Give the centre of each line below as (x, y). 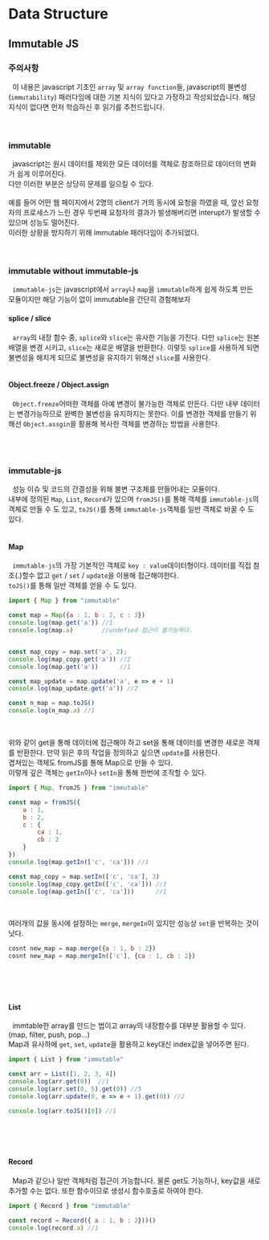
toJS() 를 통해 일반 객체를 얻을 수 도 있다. (72, 585)
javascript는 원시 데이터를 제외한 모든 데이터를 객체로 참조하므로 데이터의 (127, 164)
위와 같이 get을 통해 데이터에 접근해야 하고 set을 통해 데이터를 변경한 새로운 (127, 742)
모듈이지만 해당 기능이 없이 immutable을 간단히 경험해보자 (100, 300)
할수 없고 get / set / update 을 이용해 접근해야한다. (100, 576)
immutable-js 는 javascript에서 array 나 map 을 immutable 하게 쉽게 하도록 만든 (132, 289)
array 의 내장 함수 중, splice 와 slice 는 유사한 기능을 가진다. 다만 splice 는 (128, 337)
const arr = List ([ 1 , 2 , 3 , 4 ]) (62, 1074)
